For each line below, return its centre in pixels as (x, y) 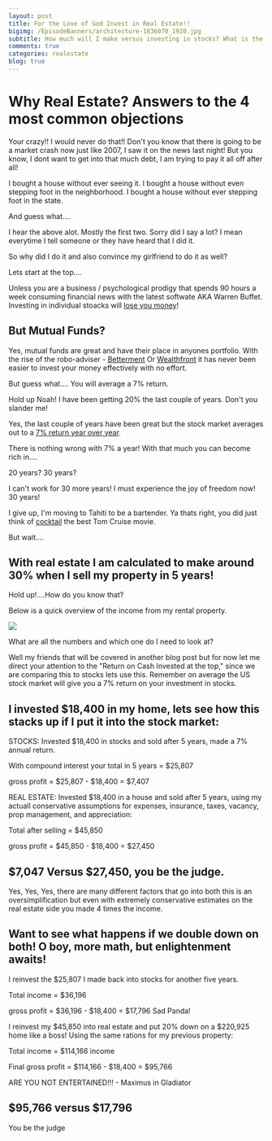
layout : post (30, 16)
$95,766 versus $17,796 (70, 1108)
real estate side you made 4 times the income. (86, 909)
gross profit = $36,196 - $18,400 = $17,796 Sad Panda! (99, 1011)
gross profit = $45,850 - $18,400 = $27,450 (82, 846)
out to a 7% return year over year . (65, 432)
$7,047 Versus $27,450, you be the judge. (117, 872)
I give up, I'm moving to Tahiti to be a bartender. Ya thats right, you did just (133, 513)
